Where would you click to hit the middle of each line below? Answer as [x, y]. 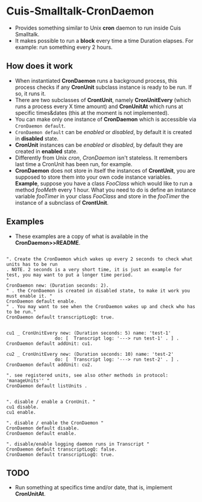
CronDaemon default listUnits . [47, 386]
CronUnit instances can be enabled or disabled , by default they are [99, 145]
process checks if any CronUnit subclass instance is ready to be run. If [103, 87]
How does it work [40, 66]
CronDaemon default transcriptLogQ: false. [62, 449]
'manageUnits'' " [28, 381]
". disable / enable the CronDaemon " [55, 423]
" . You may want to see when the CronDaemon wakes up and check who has [101, 306]
